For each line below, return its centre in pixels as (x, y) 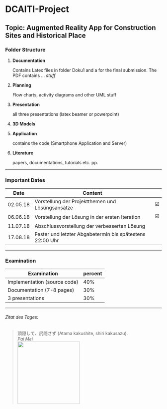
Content (93, 193)
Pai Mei (25, 339)
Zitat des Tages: (22, 317)
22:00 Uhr (47, 241)
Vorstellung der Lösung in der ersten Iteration (87, 217)
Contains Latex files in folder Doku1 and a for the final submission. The (84, 70)
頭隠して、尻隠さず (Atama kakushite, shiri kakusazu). (73, 333)
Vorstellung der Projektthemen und (75, 202)
